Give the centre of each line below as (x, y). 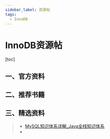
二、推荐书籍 (25, 95)
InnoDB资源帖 (34, 45)
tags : (11, 14)
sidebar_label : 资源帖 (28, 10)
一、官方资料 (25, 76)
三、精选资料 (25, 113)
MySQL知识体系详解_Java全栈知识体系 (65, 126)
